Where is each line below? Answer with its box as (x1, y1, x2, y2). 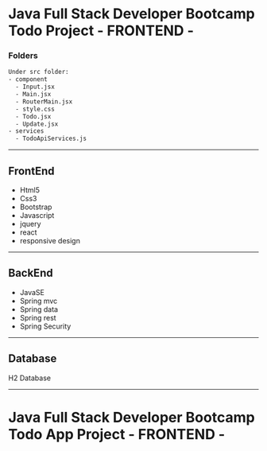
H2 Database (8, 373, 52, 383)
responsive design (19, 236, 81, 246)
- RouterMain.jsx (15, 97, 73, 106)
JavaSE (19, 287, 45, 297)
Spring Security (19, 321, 72, 331)
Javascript (19, 211, 55, 220)
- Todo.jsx (15, 112, 52, 120)
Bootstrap (19, 202, 52, 212)
